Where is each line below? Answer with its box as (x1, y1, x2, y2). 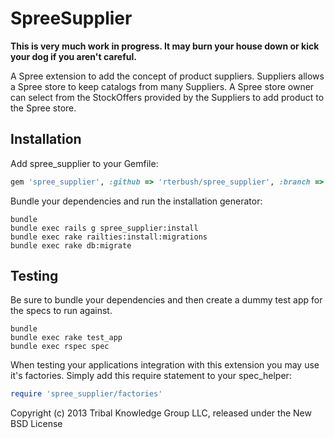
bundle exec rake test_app (10, 333, 123, 343)
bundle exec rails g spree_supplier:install (10, 223, 199, 233)
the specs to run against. (10, 305, 113, 317)
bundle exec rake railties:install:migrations (10, 232, 208, 242)
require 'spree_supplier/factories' (10, 389, 163, 399)
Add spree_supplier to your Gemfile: (10, 157, 159, 169)
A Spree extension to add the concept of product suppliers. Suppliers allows (10, 70, 325, 82)
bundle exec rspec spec (10, 342, 110, 352)
